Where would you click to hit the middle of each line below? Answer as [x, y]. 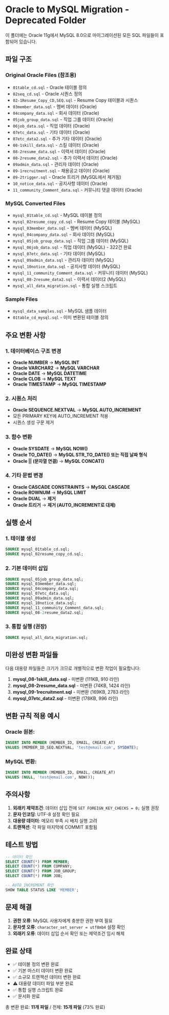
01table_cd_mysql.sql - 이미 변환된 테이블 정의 [60, 317]
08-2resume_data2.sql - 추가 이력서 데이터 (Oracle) [65, 158]
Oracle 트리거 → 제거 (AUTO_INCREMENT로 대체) [64, 505]
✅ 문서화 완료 [26, 996]
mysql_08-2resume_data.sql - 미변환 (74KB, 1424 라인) [71, 686]
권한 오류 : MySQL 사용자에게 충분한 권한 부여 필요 [62, 920]
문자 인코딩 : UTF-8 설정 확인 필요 [46, 814]
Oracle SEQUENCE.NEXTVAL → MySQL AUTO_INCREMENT [77, 410]
